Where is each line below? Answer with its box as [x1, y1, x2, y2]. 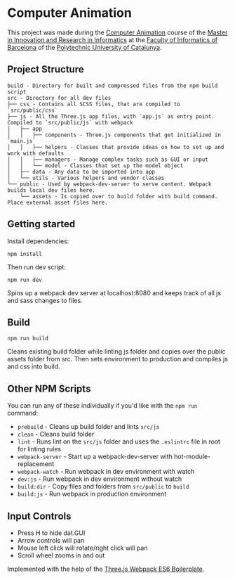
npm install [7, 250, 42, 257]
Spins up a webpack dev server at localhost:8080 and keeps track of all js [7, 288, 222, 297]
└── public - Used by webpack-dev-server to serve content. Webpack [7, 181, 212, 188]
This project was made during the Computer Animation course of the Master [7, 28, 228, 37]
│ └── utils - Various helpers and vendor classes [7, 174, 165, 181]
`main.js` [7, 137, 36, 145]
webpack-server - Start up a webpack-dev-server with [17, 452, 173, 461]
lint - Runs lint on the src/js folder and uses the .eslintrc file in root [17, 437, 221, 446]
